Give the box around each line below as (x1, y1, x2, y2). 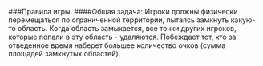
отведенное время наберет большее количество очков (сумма (8, 41, 226, 50)
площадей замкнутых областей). (8, 49, 121, 58)
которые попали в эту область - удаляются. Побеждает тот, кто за (8, 32, 237, 41)
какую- (230, 15, 256, 25)
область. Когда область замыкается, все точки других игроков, (17, 24, 237, 33)
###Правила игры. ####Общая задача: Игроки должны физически (8, 7, 238, 16)
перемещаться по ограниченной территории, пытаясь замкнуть (8, 15, 229, 25)
